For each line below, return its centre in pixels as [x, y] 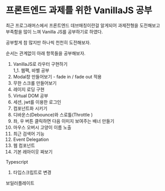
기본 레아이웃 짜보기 [33, 151]
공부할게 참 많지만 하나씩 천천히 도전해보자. [48, 42]
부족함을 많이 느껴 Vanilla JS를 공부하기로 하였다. [54, 31]
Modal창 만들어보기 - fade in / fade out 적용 [57, 77]
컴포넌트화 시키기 [30, 108]
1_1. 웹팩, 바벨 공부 [31, 70]
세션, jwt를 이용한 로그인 [37, 102]
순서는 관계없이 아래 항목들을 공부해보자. [46, 53]
